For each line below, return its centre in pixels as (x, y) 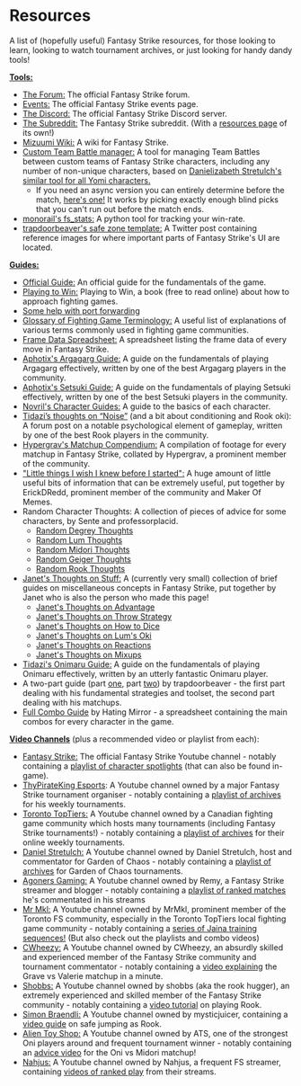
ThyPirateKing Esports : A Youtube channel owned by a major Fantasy (151, 785)
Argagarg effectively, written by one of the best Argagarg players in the (154, 368)
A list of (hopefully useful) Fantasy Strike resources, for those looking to (142, 40)
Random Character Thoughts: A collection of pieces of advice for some (154, 511)
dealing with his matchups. (72, 702)
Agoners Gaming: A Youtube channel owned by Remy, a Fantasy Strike (153, 880)
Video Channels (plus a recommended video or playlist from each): (134, 739)
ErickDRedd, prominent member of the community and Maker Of (142, 492)
